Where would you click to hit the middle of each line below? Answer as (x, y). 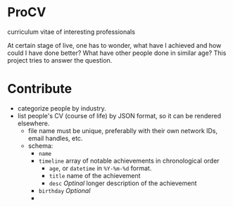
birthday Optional (64, 190)
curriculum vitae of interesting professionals (71, 32)
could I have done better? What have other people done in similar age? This (117, 53)
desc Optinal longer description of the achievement (123, 183)
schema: (40, 146)
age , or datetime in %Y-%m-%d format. (100, 168)
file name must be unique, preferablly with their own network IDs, (123, 130)
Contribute (40, 89)
